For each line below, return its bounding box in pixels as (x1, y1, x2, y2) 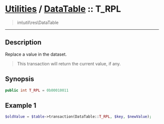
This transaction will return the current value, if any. (17, 61, 121, 66)
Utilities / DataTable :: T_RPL (5, 3, 121, 15)
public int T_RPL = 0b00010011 (5, 88, 69, 93)
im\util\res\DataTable (17, 20, 59, 25)
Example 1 (5, 101, 37, 109)
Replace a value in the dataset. (5, 51, 67, 57)
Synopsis (5, 75, 34, 83)
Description (5, 38, 41, 47)
